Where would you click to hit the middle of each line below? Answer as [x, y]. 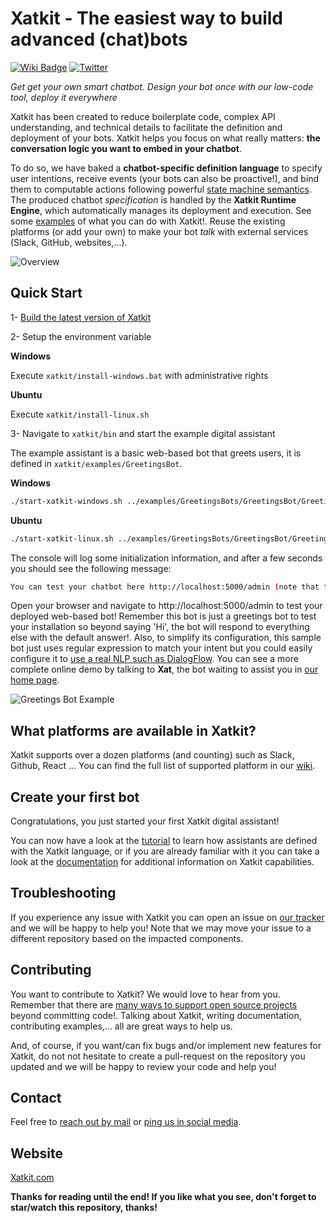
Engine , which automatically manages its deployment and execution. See [161, 210]
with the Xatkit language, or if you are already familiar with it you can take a [165, 851]
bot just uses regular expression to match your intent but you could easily [161, 648]
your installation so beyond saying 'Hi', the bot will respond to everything [160, 627]
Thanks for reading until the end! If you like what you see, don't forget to [163, 1197]
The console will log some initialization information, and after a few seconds [166, 558]
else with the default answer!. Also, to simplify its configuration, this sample [166, 638]
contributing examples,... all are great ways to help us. [121, 1026]
